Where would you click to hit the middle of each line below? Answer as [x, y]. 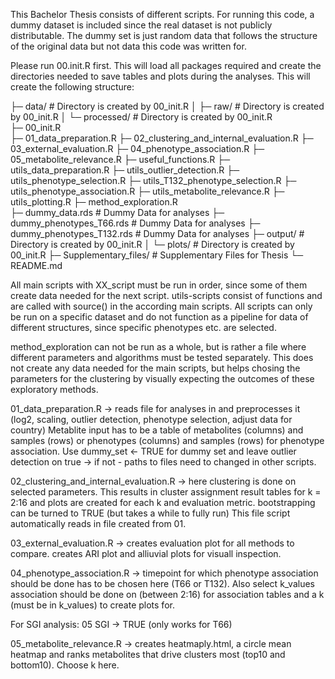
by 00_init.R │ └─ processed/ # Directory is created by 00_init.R [141, 117]
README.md [36, 265]
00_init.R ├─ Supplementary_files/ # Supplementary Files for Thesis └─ [157, 255]
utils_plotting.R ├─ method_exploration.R [94, 202]
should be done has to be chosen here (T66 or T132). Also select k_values [162, 583]
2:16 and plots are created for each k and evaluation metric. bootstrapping [163, 502]
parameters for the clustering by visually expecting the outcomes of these [162, 378]
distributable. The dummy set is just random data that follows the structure [164, 35]
